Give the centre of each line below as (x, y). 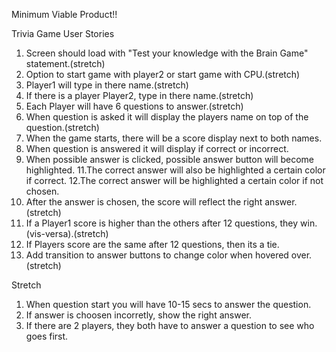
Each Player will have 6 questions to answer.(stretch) (134, 106)
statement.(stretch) (65, 63)
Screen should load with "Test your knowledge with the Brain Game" (167, 53)
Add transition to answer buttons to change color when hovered (157, 255)
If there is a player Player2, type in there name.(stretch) (139, 95)
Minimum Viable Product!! (64, 14)
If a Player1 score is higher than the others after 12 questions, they (162, 223)
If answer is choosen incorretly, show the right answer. (138, 315)
